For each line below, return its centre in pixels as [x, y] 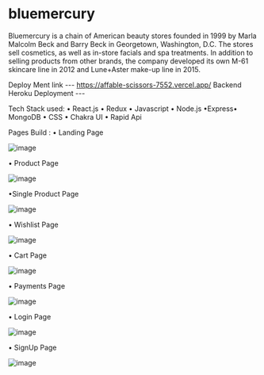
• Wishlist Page [33, 224]
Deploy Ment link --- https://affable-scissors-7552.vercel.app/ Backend [125, 85]
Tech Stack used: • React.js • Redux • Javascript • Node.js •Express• [123, 109]
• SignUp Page [33, 347]
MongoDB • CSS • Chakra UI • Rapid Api [75, 117]
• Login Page [30, 316]
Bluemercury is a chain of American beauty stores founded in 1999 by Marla [132, 36]
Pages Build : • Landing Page [56, 132]
